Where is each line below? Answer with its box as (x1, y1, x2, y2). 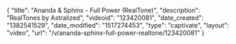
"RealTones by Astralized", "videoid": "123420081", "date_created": (6, 13, 204, 22)
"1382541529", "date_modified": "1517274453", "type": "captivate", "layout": (6, 21, 230, 29)
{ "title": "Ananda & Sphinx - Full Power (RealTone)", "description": (6, 6, 200, 14)
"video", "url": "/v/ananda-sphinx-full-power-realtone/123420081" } (6, 28, 205, 37)
